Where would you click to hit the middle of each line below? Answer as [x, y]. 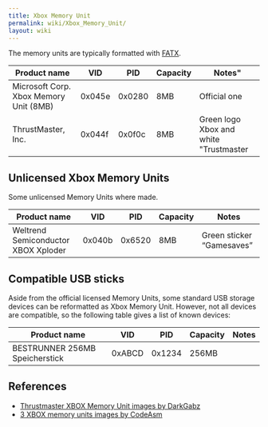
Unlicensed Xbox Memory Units [89, 178]
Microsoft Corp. [42, 86]
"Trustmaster [224, 150]
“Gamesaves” [228, 245]
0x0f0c [132, 134]
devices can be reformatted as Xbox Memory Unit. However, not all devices [132, 306]
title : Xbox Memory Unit [49, 16]
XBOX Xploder [39, 250]
